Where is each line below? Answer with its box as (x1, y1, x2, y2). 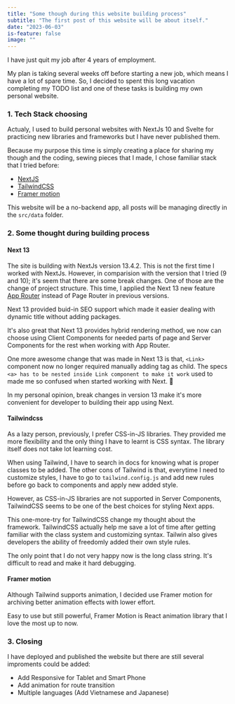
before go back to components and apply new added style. (7, 481, 178, 489)
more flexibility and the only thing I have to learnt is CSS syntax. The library (7, 437, 224, 445)
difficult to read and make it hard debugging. (7, 559, 136, 567)
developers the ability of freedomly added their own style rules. (7, 537, 191, 546)
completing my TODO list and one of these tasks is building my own (7, 84, 203, 93)
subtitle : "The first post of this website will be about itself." (7, 17, 209, 24)
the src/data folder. (7, 211, 64, 219)
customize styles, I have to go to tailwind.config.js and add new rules (7, 473, 215, 481)
